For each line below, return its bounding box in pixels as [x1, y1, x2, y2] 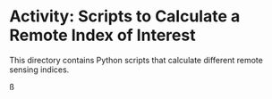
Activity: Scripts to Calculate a [9, 6, 241, 27]
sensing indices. [9, 64, 70, 75]
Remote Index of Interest [9, 25, 196, 45]
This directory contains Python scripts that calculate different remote [9, 54, 264, 65]
